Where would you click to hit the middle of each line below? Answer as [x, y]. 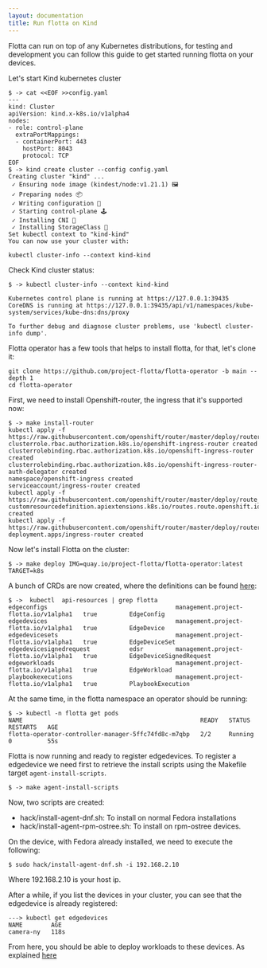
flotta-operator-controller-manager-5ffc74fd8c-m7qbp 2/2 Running [131, 734]
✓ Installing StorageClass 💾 [60, 227]
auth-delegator [33, 472]
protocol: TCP [46, 155]
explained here [33, 955]
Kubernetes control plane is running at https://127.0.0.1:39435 [118, 298]
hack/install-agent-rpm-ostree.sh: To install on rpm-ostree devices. [130, 826]
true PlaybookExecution [137, 684]
